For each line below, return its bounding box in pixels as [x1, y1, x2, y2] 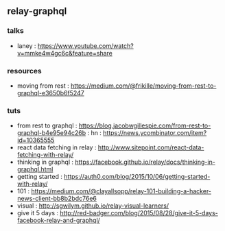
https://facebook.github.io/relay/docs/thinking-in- [75, 158, 216, 167]
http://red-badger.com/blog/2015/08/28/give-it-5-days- [60, 209, 218, 217]
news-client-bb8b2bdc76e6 [16, 195, 97, 203]
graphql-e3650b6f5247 [16, 88, 84, 97]
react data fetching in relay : [16, 143, 97, 151]
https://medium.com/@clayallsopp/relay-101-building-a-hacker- [30, 187, 211, 195]
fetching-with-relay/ [16, 151, 74, 159]
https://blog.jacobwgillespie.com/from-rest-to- [78, 121, 211, 130]
